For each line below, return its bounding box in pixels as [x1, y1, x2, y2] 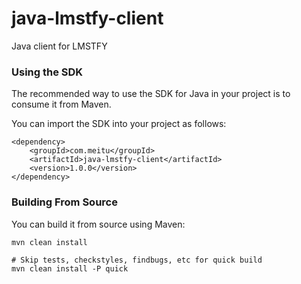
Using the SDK [11, 65, 84, 79]
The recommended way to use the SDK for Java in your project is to [11, 88, 291, 100]
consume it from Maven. [11, 98, 112, 111]
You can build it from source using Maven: [11, 218, 186, 230]
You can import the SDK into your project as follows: [11, 118, 227, 130]
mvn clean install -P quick [11, 263, 129, 274]
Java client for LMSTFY [11, 40, 108, 52]
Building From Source [11, 195, 118, 209]
